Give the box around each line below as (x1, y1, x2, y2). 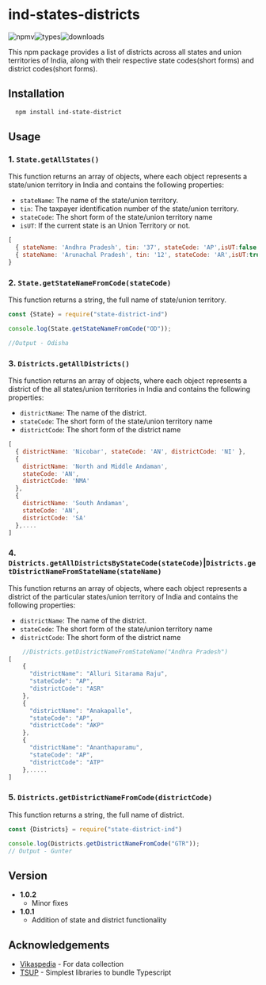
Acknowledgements (8, 938, 110, 952)
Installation (8, 87, 65, 101)
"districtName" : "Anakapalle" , (28, 707, 133, 715)
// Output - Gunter (8, 847, 73, 855)
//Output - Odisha (8, 339, 69, 347)
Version (8, 868, 47, 882)
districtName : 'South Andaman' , (22, 500, 129, 508)
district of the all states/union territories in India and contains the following (8, 385, 251, 394)
